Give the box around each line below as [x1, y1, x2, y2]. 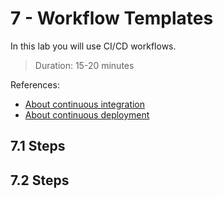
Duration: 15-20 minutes [34, 59, 135, 71]
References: [10, 78, 60, 91]
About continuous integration [24, 98, 146, 110]
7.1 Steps [10, 138, 66, 155]
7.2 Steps [10, 172, 70, 189]
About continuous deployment [24, 108, 150, 121]
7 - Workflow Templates [10, 7, 214, 30]
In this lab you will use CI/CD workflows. [10, 40, 177, 52]
